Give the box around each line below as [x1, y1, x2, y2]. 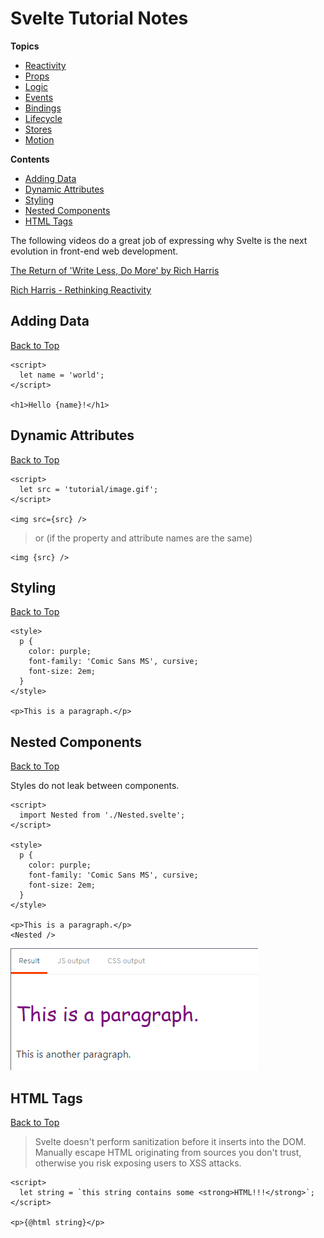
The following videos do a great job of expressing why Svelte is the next [10, 234, 308, 246]
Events [24, 91, 54, 103]
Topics [10, 40, 40, 52]
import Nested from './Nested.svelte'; [19, 810, 186, 821]
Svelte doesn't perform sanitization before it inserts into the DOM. [34, 1136, 307, 1147]
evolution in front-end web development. [10, 245, 179, 257]
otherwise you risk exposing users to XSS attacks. [34, 1157, 242, 1169]
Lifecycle [24, 112, 63, 124]
